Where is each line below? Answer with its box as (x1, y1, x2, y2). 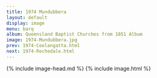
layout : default (6, 15, 47, 21)
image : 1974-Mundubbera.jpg (6, 37, 78, 43)
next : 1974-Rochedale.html (6, 48, 75, 54)
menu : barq (6, 25, 34, 32)
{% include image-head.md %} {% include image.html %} (6, 65, 151, 72)
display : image (6, 20, 45, 26)
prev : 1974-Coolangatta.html (6, 43, 80, 49)
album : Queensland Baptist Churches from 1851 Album (6, 31, 143, 37)
